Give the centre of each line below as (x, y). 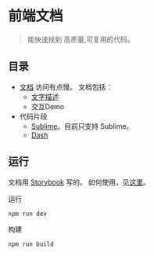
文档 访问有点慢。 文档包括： (66, 86)
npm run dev (27, 214)
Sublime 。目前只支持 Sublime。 (82, 126)
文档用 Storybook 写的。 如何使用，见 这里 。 (79, 182)
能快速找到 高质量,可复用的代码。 (81, 39)
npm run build (31, 244)
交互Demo (48, 106)
